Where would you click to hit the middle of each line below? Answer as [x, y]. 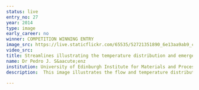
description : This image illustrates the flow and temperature [87, 72]
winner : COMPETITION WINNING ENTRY [50, 39]
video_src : [20, 50]
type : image [21, 28]
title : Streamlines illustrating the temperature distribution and [91, 56]
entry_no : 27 [22, 17]
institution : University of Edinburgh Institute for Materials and [91, 67]
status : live [22, 12]
